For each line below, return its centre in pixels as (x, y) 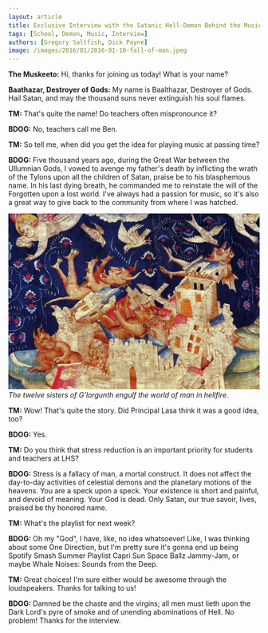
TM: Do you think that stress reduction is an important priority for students (131, 450)
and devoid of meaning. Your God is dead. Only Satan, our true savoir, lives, (132, 500)
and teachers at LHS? (44, 458)
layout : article (35, 17)
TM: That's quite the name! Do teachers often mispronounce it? (113, 114)
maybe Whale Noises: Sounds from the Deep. (83, 564)
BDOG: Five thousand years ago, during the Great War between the (119, 160)
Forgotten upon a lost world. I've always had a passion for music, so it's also (134, 194)
